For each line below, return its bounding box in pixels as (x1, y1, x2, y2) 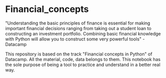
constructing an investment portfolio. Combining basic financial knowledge (5, 30, 161, 36)
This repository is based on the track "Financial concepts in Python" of (5, 51, 152, 57)
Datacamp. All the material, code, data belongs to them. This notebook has (5, 56, 160, 62)
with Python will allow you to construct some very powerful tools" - (5, 36, 145, 42)
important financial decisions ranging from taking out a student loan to (5, 25, 151, 31)
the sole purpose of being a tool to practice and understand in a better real (5, 61, 160, 67)
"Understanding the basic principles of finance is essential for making (5, 20, 150, 26)
